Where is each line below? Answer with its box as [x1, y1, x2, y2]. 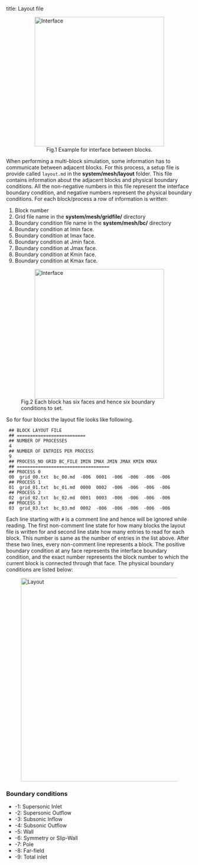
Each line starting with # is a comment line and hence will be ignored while [6, 515, 187, 523]
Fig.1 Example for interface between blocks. [46, 146, 152, 153]
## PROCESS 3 [8, 500, 41, 506]
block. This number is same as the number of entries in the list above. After [6, 534, 189, 542]
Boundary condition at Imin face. [14, 226, 95, 233]
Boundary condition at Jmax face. [14, 245, 98, 251]
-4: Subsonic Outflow [14, 822, 67, 829]
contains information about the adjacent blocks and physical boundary [6, 177, 178, 183]
